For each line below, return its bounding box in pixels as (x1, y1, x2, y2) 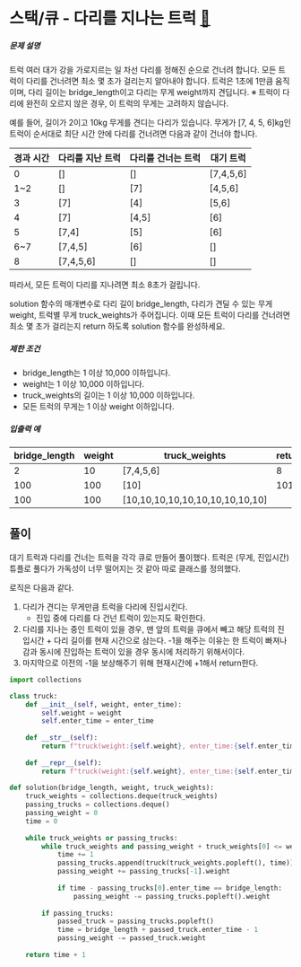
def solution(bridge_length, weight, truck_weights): (9, 783, 215, 793)
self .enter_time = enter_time (41, 716, 154, 725)
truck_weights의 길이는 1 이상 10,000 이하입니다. (21, 390, 195, 400)
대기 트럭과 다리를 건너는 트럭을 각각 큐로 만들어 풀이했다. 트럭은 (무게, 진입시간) (9, 551, 289, 562)
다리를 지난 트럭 (57, 152, 121, 164)
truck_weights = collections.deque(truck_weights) (25, 792, 219, 801)
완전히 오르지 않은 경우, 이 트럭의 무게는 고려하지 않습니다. (25, 98, 229, 109)
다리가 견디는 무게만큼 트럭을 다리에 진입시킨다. (21, 601, 188, 611)
